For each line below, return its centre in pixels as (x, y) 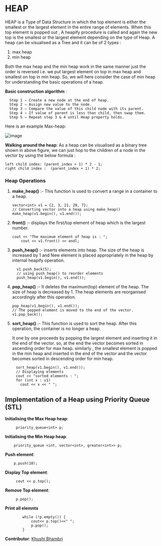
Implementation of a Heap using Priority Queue (77, 399)
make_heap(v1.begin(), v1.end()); (47, 214)
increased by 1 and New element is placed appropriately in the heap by (83, 255)
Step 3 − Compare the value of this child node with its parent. (77, 109)
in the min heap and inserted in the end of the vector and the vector (79, 354)
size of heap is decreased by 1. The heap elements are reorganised (79, 292)
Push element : (20, 455)
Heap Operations (25, 181)
